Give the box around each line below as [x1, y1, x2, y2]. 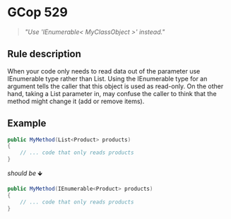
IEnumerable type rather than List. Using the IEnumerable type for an [7, 74, 208, 83]
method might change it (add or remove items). [7, 97, 145, 105]
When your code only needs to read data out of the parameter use [7, 66, 201, 75]
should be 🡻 [7, 169, 42, 177]
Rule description [7, 48, 81, 60]
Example [7, 117, 47, 129]
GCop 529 [7, 4, 69, 20]
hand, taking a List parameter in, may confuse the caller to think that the [7, 89, 217, 97]
